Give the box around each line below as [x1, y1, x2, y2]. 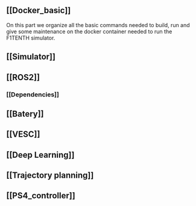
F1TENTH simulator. [6, 34, 55, 42]
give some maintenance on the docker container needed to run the [6, 28, 172, 35]
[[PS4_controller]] [6, 190, 75, 201]
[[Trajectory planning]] [6, 170, 94, 181]
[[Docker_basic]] [6, 5, 71, 16]
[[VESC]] [6, 130, 40, 140]
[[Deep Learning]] [6, 149, 75, 160]
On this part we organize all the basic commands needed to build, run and [6, 21, 190, 28]
